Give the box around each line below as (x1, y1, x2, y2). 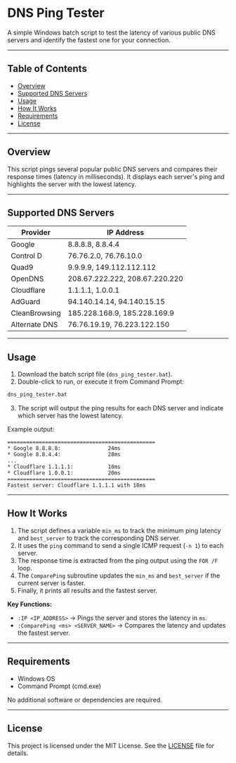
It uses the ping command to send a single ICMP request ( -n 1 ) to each (17, 541, 224, 549)
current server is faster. (17, 578, 86, 587)
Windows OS (17, 674, 55, 683)
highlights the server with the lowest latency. (7, 180, 137, 188)
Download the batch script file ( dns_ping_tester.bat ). (17, 370, 173, 379)
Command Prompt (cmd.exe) (17, 682, 102, 690)
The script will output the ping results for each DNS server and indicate (17, 404, 223, 413)
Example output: (7, 425, 55, 434)
